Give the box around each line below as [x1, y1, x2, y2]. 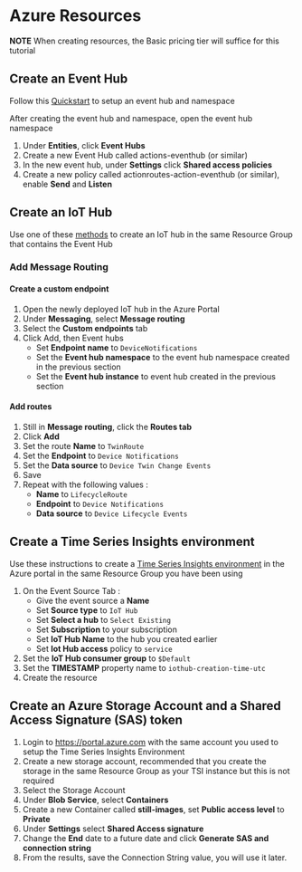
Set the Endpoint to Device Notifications [22, 450, 179, 461]
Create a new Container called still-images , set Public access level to [22, 803, 285, 815]
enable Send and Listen [22, 178, 113, 189]
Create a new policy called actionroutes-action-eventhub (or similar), [22, 168, 280, 179]
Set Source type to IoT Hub [35, 604, 138, 616]
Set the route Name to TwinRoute [22, 440, 145, 451]
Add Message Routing [9, 261, 109, 273]
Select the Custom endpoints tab [22, 322, 148, 333]
